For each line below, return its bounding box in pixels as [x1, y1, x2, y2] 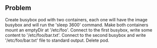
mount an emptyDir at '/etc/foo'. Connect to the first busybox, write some [5, 27, 153, 33]
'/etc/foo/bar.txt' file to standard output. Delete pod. [5, 37, 110, 43]
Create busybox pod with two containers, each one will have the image [5, 16, 148, 22]
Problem [5, 4, 32, 12]
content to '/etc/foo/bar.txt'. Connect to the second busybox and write [5, 32, 146, 38]
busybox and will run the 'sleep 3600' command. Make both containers [5, 22, 149, 28]
